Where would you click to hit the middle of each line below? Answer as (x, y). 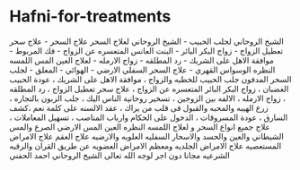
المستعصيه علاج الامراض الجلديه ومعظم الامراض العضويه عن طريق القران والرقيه (146, 146)
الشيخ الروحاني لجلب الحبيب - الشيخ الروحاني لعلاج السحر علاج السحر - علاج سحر (147, 41)
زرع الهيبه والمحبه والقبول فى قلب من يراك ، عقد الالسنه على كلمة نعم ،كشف (139, 107)
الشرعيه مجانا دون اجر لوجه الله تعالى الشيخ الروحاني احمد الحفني (120, 155)
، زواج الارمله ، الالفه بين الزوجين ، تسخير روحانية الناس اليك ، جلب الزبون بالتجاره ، (147, 98)
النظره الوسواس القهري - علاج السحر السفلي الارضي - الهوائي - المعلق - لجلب (142, 70)
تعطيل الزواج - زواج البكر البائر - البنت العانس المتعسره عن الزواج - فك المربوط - (146, 50)
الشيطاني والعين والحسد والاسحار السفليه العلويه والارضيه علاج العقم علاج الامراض (147, 136)
